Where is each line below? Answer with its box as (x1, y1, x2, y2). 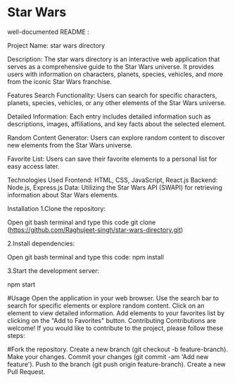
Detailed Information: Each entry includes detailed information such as (7, 112, 211, 121)
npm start (7, 280, 36, 288)
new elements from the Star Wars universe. (7, 140, 133, 149)
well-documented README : (7, 28, 89, 36)
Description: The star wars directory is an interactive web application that (7, 54, 220, 63)
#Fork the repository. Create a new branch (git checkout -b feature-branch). (7, 345, 229, 353)
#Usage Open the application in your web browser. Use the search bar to (7, 293, 220, 302)
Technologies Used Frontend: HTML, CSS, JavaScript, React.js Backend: (7, 176, 218, 184)
